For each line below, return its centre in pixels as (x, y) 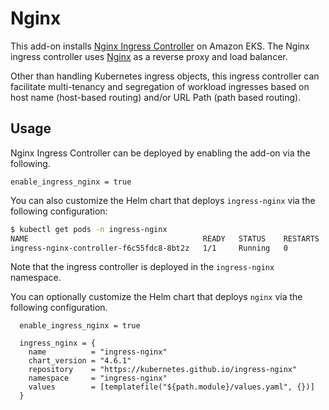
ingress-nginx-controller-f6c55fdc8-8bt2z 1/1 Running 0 (149, 248)
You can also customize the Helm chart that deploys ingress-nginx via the (163, 200)
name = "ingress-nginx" (98, 352)
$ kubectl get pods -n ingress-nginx (89, 229)
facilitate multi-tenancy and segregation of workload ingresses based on (160, 86)
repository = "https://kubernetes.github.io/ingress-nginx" (163, 370)
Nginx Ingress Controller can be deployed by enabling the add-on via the (160, 153)
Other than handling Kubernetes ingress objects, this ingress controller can (165, 76)
